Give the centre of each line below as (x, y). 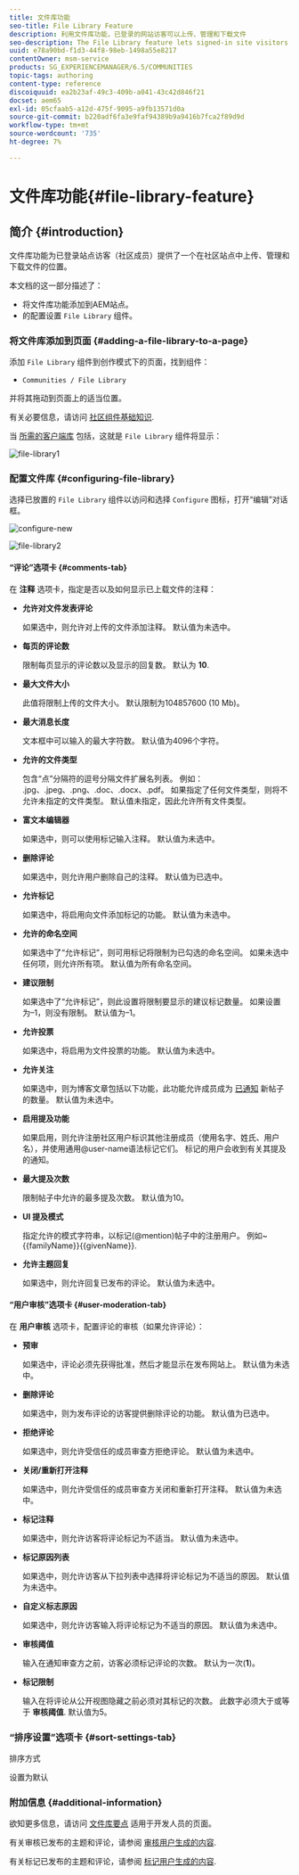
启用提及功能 (45, 1118)
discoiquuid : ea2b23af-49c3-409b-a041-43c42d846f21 (107, 92)
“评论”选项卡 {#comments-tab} (68, 567)
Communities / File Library (74, 381)
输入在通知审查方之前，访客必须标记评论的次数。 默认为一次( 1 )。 (141, 1663)
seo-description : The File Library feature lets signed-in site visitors (149, 42)
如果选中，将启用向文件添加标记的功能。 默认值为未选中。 (129, 914)
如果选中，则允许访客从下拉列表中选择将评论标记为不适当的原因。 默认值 (156, 1575)
